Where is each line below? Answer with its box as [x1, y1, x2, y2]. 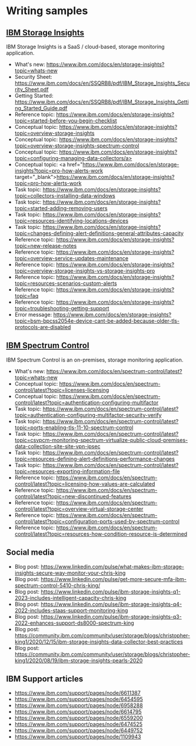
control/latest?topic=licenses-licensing [14, 386, 109, 393]
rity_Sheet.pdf [14, 86, 49, 92]
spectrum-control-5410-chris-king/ [14, 582, 101, 589]
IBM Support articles [6, 674, 84, 684]
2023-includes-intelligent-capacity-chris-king [14, 594, 127, 601]
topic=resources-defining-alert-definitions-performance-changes [14, 455, 175, 462]
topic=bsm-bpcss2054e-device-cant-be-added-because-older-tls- [14, 317, 180, 324]
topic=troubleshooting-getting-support [14, 305, 109, 311]
